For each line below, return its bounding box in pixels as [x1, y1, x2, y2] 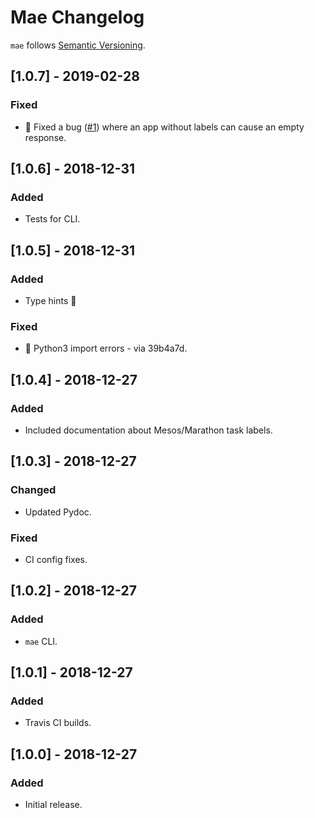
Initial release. [24, 799, 83, 811]
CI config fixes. [24, 553, 88, 565]
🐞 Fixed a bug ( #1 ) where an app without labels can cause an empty [24, 121, 305, 133]
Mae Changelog [10, 6, 145, 29]
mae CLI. [24, 635, 58, 647]
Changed [10, 483, 57, 497]
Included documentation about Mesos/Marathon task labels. [24, 424, 273, 436]
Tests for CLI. [24, 213, 81, 225]
